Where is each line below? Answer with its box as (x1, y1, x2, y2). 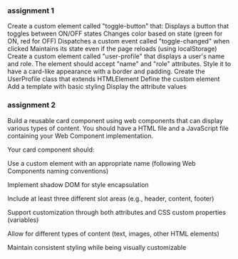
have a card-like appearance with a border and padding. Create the (7, 67, 205, 76)
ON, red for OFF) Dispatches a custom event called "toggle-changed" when (7, 37, 230, 46)
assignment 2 (7, 100, 56, 110)
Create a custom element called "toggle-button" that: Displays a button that (7, 22, 229, 31)
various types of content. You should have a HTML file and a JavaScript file (7, 124, 229, 132)
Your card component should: (7, 145, 95, 154)
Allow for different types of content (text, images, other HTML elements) (7, 229, 219, 238)
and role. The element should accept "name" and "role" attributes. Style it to (7, 60, 232, 68)
